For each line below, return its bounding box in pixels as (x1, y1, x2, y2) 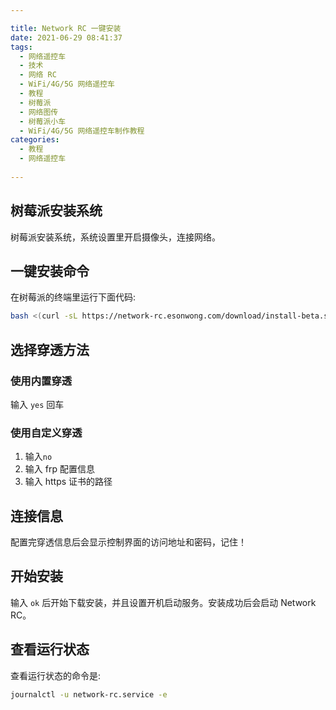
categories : (10, 135, 60, 145)
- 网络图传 (19, 107, 59, 117)
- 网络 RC (19, 70, 57, 80)
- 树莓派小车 (19, 116, 67, 126)
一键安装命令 (10, 262, 90, 280)
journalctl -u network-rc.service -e (10, 689, 168, 700)
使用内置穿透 (10, 374, 73, 388)
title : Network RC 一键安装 (10, 23, 122, 33)
